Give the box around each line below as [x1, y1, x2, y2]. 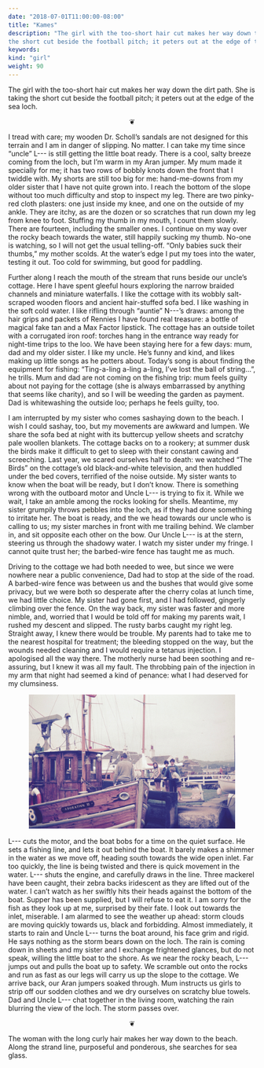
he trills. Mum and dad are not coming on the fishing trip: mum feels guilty [8, 373, 247, 382]
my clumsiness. [8, 678, 59, 688]
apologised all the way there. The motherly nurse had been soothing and [8, 653, 244, 663]
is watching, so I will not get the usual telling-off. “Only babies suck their [8, 240, 242, 250]
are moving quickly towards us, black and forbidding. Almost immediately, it [8, 920, 253, 930]
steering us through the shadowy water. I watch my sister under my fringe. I [8, 538, 254, 548]
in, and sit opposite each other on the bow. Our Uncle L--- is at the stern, [8, 530, 244, 539]
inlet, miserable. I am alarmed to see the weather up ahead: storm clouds [8, 912, 245, 921]
